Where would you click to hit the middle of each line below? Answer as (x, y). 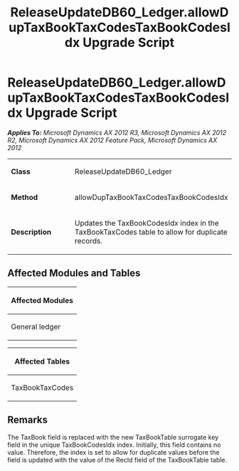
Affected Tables (42, 361)
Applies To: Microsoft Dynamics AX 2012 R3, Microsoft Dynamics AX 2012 (117, 132)
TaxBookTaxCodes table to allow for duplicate (151, 232)
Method (25, 197)
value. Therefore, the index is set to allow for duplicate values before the (113, 452)
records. (89, 240)
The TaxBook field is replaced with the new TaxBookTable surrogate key (113, 437)
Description (31, 232)
